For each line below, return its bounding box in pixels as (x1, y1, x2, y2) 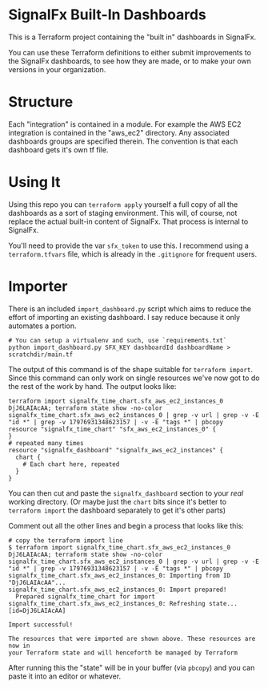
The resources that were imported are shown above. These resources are (8, 634, 256, 642)
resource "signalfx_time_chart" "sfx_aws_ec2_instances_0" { (8, 425, 217, 433)
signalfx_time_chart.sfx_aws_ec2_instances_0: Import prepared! (8, 586, 227, 594)
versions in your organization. (8, 64, 106, 74)
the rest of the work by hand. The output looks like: (8, 381, 177, 391)
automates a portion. (8, 321, 77, 330)
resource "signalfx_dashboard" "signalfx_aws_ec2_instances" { (8, 446, 224, 454)
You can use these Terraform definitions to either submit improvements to (8, 47, 252, 57)
